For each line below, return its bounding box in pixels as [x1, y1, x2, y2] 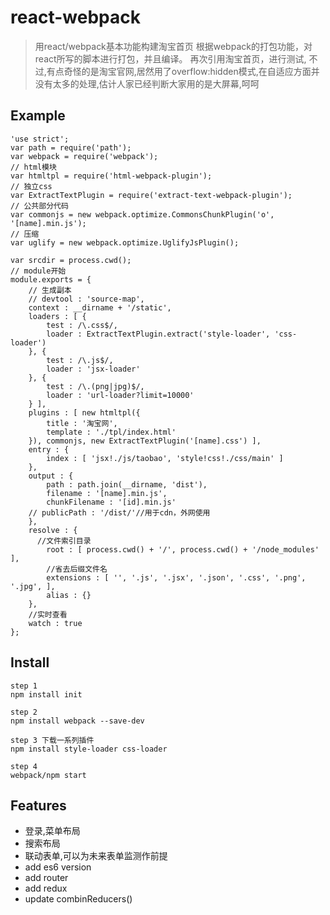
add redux [24, 882, 68, 895]
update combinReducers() [24, 893, 133, 905]
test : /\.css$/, [46, 320, 118, 330]
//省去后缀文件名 [46, 564, 108, 574]
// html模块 [10, 162, 57, 172]
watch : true [28, 618, 83, 628]
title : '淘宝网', [46, 418, 118, 428]
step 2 [10, 707, 38, 717]
